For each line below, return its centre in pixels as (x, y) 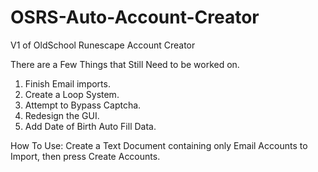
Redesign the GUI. (62, 115)
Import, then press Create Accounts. (85, 156)
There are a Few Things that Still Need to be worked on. (125, 64)
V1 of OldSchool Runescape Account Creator (103, 45)
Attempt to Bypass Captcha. (83, 105)
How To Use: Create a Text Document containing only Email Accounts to (159, 145)
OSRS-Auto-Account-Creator (135, 17)
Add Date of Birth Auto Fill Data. (90, 126)
